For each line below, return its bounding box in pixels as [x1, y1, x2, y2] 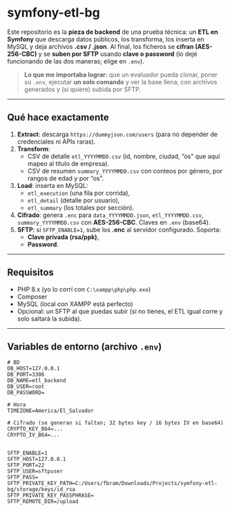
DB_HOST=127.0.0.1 [7, 365, 60, 372]
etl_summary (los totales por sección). [27, 203, 135, 211]
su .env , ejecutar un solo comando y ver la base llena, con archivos [23, 77, 217, 86]
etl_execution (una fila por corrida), [27, 189, 130, 197]
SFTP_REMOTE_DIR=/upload [7, 498, 79, 505]
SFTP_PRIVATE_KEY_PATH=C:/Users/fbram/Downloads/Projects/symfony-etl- [7, 480, 217, 487]
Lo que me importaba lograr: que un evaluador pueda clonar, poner [23, 70, 218, 79]
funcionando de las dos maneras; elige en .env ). [7, 57, 145, 65]
